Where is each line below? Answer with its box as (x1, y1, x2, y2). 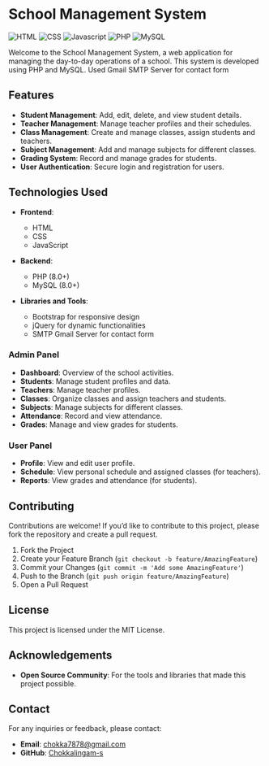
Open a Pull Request (19, 579, 89, 590)
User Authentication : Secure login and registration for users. (19, 162, 224, 172)
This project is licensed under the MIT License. (8, 625, 165, 634)
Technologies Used (8, 185, 108, 199)
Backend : (19, 255, 53, 265)
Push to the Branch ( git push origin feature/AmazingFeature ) (19, 571, 229, 581)
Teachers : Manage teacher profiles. (19, 385, 141, 394)
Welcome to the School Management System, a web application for (8, 47, 233, 57)
